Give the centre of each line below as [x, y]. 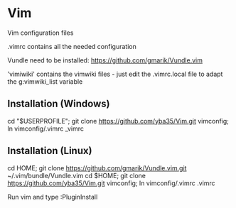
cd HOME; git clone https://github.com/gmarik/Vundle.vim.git [97, 168]
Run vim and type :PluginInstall [53, 197]
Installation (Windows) [59, 104]
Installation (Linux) [50, 151]
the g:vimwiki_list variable [45, 81]
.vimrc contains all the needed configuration [72, 46]
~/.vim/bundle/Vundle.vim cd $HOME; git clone [77, 175]
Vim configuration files [41, 33]
